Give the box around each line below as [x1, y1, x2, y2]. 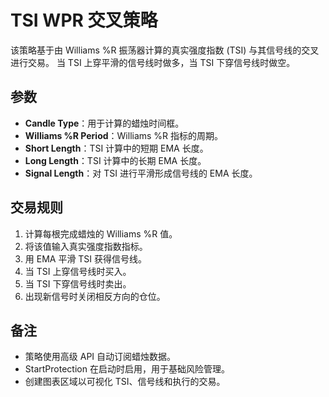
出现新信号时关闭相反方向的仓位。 [24, 290, 166, 302]
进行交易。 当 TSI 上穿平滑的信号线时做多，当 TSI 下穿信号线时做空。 [10, 56, 296, 68]
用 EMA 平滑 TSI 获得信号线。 [24, 252, 148, 265]
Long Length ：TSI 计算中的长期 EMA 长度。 [24, 154, 207, 166]
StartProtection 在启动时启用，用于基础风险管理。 [24, 363, 230, 375]
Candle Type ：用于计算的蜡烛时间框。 [24, 117, 185, 129]
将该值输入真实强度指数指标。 [24, 240, 148, 252]
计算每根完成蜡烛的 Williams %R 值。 [24, 227, 178, 240]
